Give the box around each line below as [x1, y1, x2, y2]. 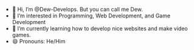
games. [12, 31, 32, 39]
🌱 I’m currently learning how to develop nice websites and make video [12, 25, 188, 32]
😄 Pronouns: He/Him [12, 38, 66, 45]
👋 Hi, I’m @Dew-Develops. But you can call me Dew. [12, 6, 143, 13]
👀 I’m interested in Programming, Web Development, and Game [12, 12, 171, 19]
